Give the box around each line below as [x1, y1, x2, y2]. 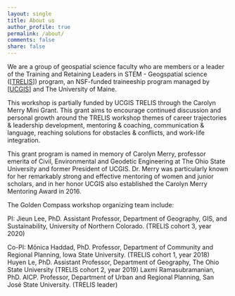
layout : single [7, 10, 52, 18]
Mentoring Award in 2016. [7, 187, 82, 195]
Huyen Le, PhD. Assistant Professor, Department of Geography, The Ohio [7, 258, 220, 266]
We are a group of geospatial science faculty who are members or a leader [7, 63, 225, 70]
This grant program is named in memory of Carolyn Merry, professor [7, 149, 206, 158]
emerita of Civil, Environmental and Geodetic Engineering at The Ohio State [7, 157, 226, 166]
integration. [7, 136, 41, 144]
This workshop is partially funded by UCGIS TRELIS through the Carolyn [7, 99, 216, 106]
